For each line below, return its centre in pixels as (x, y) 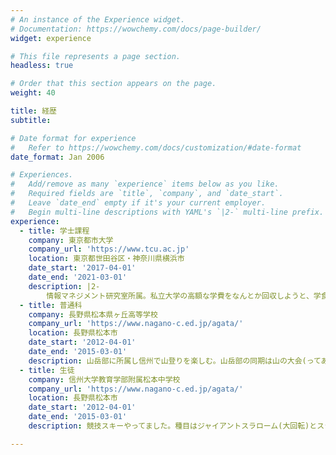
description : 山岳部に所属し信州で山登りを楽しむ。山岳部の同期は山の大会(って (175, 361)
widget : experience (51, 38)
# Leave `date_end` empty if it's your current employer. (138, 203)
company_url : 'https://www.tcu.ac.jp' (109, 249)
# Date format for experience (73, 138)
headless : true (42, 66)
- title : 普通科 (51, 305)
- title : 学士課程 (54, 231)
